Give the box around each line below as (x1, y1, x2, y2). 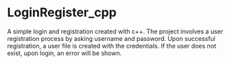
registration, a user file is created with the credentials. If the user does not (7, 42, 216, 50)
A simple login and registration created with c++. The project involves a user (7, 27, 223, 35)
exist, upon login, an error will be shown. (7, 49, 122, 57)
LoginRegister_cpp (7, 5, 117, 20)
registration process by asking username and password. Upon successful (7, 34, 216, 42)
